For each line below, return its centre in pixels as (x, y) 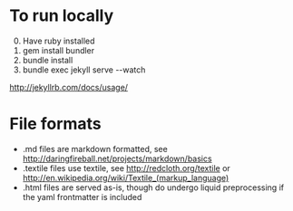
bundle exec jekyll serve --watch (84, 70)
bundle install (48, 60)
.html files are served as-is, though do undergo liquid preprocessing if (153, 187)
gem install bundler (59, 50)
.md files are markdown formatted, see (95, 149)
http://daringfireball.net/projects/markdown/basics (117, 158)
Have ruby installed (59, 41)
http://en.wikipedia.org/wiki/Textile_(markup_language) (126, 177)
